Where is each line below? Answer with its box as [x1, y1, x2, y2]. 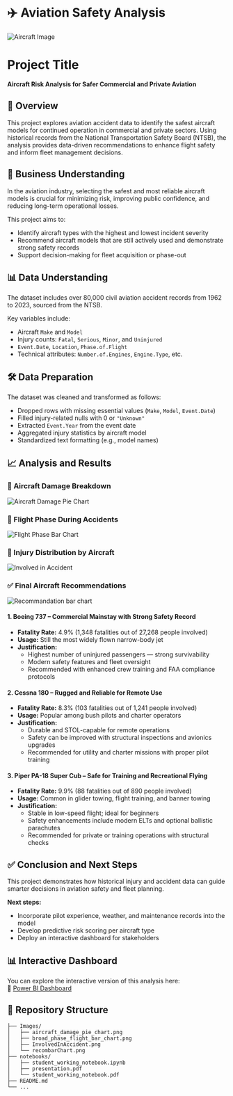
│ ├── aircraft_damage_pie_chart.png [7, 1029, 123, 1035]
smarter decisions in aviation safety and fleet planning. [7, 885, 165, 893]
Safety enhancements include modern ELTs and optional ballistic [27, 816, 214, 825]
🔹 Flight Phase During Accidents [7, 515, 118, 524]
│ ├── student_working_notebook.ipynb [7, 1059, 127, 1066]
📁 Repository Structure [7, 1004, 109, 1016]
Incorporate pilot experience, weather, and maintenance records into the [17, 912, 225, 920]
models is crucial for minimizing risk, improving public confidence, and [7, 194, 210, 202]
